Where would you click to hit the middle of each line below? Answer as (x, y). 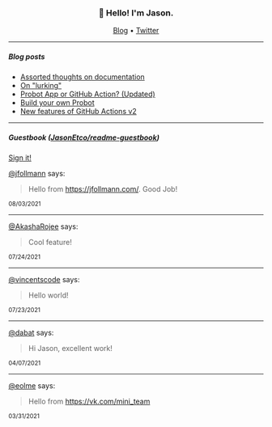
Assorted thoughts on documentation (83, 77)
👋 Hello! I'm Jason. (136, 13)
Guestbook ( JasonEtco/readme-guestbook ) (84, 137)
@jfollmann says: (37, 174)
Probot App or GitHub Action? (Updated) (87, 94)
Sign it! (20, 158)
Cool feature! (50, 243)
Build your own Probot (57, 103)
